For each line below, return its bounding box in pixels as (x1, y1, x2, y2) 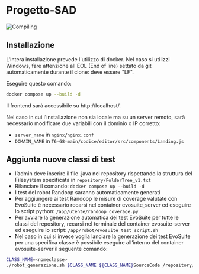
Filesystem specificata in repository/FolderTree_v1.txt (14, 177, 152, 184)
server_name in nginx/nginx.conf (14, 131, 94, 138)
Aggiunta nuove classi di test (6, 155, 115, 165)
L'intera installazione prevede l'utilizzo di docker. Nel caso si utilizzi (6, 56, 170, 63)
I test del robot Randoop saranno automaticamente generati (14, 189, 161, 196)
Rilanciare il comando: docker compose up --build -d (14, 182, 145, 190)
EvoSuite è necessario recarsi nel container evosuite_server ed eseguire (14, 201, 191, 208)
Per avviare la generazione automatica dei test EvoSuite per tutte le (14, 214, 179, 221)
